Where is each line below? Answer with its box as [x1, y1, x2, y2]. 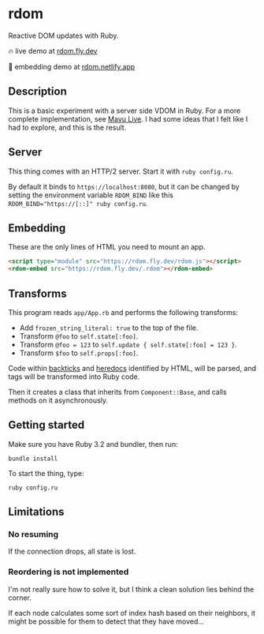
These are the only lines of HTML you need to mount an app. [8, 242, 206, 252]
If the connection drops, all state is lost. [8, 546, 136, 557]
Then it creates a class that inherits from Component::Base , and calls [8, 387, 227, 396]
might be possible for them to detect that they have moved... [8, 617, 205, 626]
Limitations [8, 505, 65, 519]
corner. [8, 593, 32, 602]
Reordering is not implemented [8, 566, 129, 577]
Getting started [8, 418, 85, 432]
